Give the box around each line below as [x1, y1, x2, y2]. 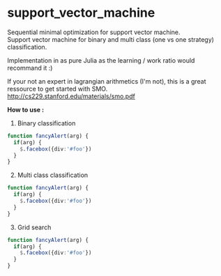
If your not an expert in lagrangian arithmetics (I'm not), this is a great [7, 77, 207, 85]
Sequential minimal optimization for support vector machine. [7, 28, 181, 36]
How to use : [7, 105, 44, 114]
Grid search [17, 223, 52, 231]
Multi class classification [17, 171, 89, 179]
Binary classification [17, 118, 76, 127]
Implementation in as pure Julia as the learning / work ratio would [7, 56, 195, 64]
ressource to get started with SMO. [7, 84, 108, 93]
